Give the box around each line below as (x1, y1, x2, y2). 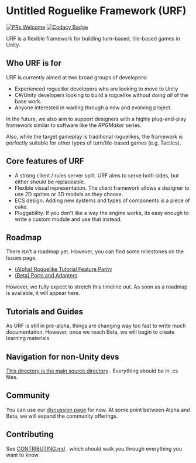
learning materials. (6, 335, 51, 342)
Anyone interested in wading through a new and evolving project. (14, 104, 172, 111)
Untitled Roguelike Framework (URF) (6, 4, 187, 18)
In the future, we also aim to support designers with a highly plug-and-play (6, 115, 187, 122)
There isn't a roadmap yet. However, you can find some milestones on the (6, 248, 184, 255)
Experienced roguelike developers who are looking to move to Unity (14, 85, 178, 92)
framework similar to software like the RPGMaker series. (6, 122, 142, 129)
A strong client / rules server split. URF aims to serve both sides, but (14, 172, 180, 179)
